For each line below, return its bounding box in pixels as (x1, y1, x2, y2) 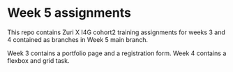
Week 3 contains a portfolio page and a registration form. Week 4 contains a (7, 49, 227, 57)
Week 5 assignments (7, 5, 131, 21)
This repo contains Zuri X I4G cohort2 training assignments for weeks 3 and (7, 28, 225, 36)
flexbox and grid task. (7, 56, 70, 64)
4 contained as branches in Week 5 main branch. (7, 35, 149, 43)
